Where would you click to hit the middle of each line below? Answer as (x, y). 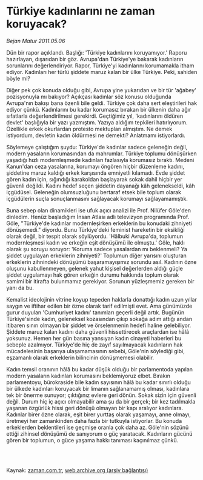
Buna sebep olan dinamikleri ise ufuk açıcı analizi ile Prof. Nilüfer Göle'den (99, 210)
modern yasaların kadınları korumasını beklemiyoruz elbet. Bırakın (88, 376)
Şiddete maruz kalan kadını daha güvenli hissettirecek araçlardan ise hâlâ (98, 331)
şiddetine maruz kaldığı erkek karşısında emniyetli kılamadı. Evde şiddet (96, 173)
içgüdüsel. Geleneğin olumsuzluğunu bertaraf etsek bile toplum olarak (94, 192)
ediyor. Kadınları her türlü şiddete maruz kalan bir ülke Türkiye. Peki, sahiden (102, 72)
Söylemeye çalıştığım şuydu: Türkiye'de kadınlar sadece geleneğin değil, (97, 147)
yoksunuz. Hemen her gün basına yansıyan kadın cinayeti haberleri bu (94, 338)
